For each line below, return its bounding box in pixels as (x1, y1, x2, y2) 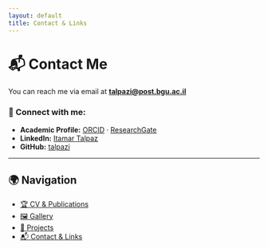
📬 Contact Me (8, 55, 108, 73)
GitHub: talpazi (19, 141, 70, 152)
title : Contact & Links (8, 19, 88, 27)
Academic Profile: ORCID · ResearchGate (19, 125, 157, 134)
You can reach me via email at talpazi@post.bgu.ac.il (8, 87, 187, 97)
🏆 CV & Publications (19, 199, 89, 208)
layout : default (8, 11, 62, 20)
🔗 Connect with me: (8, 107, 86, 118)
